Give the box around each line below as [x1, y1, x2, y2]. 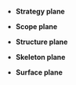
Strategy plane [15, 7, 65, 16]
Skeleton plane [15, 53, 66, 61]
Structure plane [15, 37, 68, 46]
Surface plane [15, 68, 63, 77]
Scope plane [15, 22, 58, 31]
